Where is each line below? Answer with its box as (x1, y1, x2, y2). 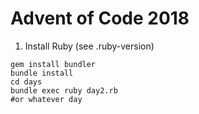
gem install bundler (10, 59, 97, 69)
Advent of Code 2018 (10, 7, 190, 30)
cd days (10, 77, 43, 87)
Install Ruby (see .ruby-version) (24, 40, 155, 52)
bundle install (10, 68, 74, 78)
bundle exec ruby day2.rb (10, 85, 118, 96)
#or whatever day (10, 94, 83, 104)
